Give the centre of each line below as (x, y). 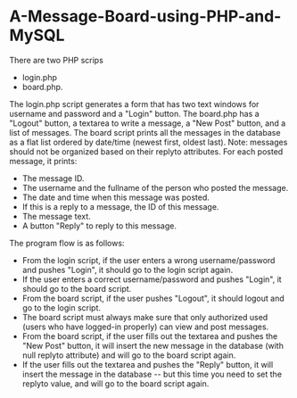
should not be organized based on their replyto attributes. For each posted (146, 151)
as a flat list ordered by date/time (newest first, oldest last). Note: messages (148, 142)
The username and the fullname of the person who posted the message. (155, 187)
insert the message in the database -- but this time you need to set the (152, 374)
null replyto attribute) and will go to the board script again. (129, 355)
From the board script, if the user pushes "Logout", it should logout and (153, 298)
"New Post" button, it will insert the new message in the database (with (153, 345)
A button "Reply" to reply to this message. (99, 226)
